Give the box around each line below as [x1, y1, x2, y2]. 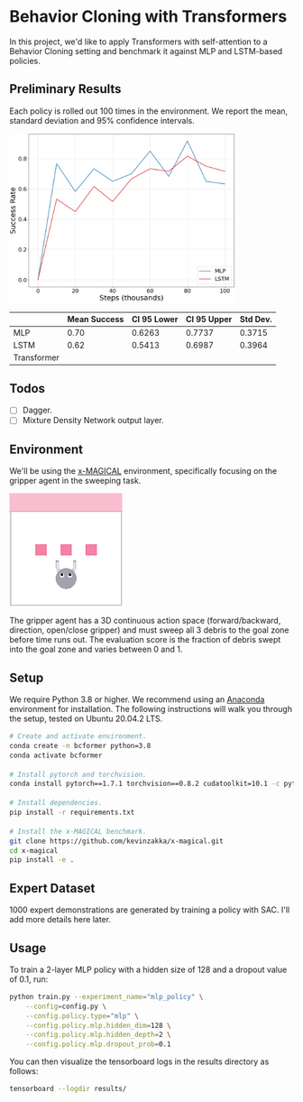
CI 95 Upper [185, 314, 233, 325]
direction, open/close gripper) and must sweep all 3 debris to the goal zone [9, 625, 290, 635]
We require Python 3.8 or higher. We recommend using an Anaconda [9, 694, 265, 705]
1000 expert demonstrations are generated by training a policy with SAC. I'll [9, 904, 290, 915]
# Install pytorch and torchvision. [9, 770, 147, 779]
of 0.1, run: [9, 973, 49, 985]
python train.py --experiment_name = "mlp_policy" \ [9, 992, 204, 1001]
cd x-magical [9, 846, 59, 855]
